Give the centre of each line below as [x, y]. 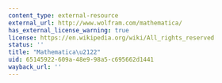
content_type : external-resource [63, 15]
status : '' [26, 45]
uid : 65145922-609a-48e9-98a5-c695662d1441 [81, 60]
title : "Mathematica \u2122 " [55, 52]
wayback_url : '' [35, 67]
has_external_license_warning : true [69, 30]
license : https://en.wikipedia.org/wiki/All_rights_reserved [111, 38]
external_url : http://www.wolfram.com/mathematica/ [95, 23]
